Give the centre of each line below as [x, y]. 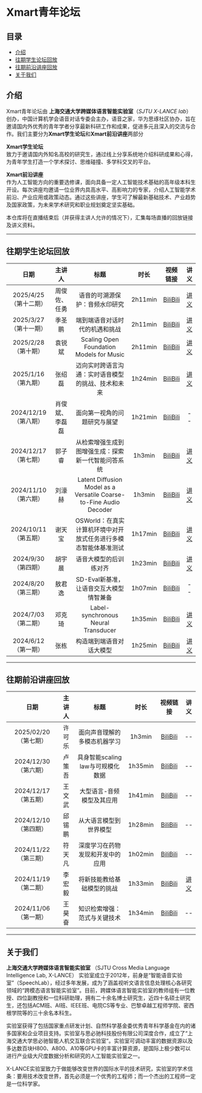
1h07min [144, 588]
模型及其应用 [100, 801]
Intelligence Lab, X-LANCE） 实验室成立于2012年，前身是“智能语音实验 [94, 975]
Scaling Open [100, 339]
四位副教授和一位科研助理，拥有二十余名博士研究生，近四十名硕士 [98, 998]
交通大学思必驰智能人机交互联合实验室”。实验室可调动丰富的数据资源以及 [102, 1041]
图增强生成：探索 [100, 451]
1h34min [141, 913]
